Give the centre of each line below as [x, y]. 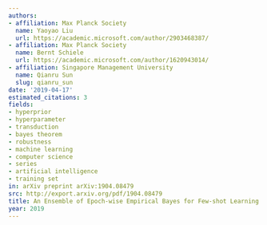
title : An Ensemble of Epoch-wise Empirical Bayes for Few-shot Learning [134, 201]
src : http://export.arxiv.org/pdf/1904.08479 [85, 193]
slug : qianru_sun [44, 82]
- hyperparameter [37, 120]
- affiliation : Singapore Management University [91, 68]
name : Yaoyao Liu [44, 30]
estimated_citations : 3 [48, 97]
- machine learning [41, 149]
